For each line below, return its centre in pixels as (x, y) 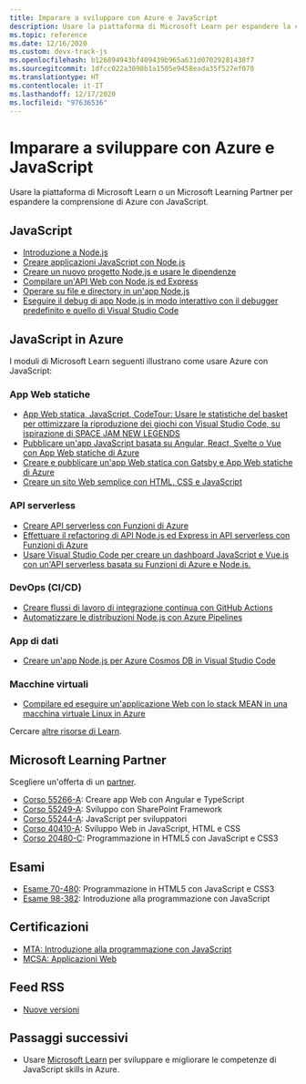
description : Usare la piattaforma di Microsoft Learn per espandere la (150, 26)
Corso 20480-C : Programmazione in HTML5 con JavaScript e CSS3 (150, 838)
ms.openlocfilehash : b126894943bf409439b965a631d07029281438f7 (132, 60)
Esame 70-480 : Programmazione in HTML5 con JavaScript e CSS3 (148, 889)
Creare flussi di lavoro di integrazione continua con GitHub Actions (148, 608)
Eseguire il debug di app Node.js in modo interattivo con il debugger (150, 301)
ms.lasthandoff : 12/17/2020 (63, 94)
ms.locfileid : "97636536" (58, 102)
